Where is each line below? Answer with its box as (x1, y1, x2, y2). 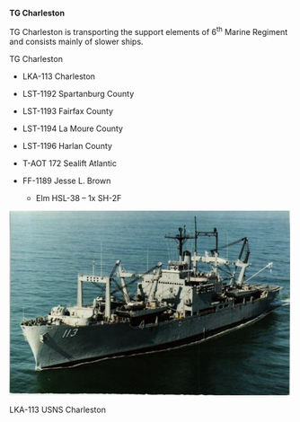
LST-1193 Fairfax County (22, 105, 114, 116)
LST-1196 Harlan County (22, 140, 112, 151)
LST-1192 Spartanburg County (22, 88, 135, 99)
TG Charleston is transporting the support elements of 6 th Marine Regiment (9, 25, 288, 37)
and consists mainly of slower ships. (9, 36, 144, 47)
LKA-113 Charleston (22, 71, 96, 82)
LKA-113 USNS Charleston (9, 404, 106, 415)
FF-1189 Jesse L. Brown (22, 175, 111, 186)
